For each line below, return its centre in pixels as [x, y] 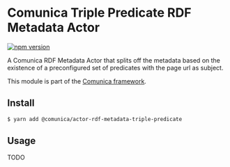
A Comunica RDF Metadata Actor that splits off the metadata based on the [114, 60]
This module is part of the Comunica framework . [77, 81]
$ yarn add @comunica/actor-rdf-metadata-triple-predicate [95, 119]
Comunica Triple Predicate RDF [99, 13]
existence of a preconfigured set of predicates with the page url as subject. [115, 67]
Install [21, 103]
